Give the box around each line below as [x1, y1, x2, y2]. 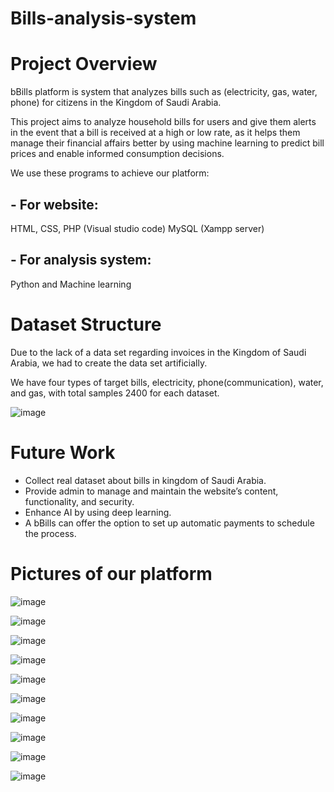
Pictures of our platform [10, 562, 213, 585]
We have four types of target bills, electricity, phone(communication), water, [10, 376, 324, 388]
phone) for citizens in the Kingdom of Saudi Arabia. [10, 97, 222, 109]
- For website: [10, 196, 99, 213]
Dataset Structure [10, 313, 162, 336]
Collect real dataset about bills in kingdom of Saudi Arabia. [24, 474, 267, 486]
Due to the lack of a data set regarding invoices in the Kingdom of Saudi [10, 346, 307, 358]
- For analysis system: [10, 252, 152, 269]
